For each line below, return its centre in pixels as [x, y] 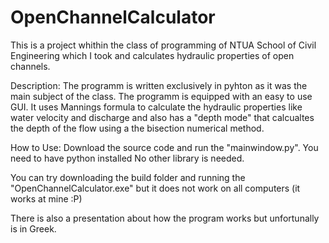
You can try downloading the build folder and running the [128, 177]
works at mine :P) [46, 198]
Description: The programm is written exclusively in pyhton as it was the [159, 85]
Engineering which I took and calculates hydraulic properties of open [152, 55]
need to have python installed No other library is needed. [127, 158]
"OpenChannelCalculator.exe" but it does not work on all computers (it [155, 188]
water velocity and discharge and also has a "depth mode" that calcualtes [162, 117]
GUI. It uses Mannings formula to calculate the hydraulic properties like [156, 107]
